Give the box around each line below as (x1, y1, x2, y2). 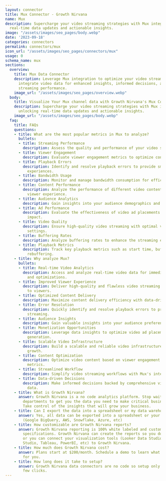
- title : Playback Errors (18, 159, 72, 164)
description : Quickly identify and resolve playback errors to (23, 307, 156, 312)
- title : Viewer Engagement (18, 150, 77, 155)
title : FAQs (14, 122, 39, 127)
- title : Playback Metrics (18, 242, 74, 247)
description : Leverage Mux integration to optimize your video (14, 76, 147, 81)
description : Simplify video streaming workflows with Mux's (23, 371, 152, 376)
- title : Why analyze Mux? (14, 256, 70, 261)
